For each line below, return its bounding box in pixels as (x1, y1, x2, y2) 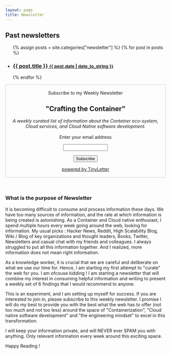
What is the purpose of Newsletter (5, 194, 92, 201)
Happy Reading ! (5, 343, 40, 349)
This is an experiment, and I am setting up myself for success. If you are (5, 290, 157, 297)
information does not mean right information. (5, 249, 99, 255)
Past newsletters (5, 31, 60, 40)
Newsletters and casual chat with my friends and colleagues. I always (5, 239, 152, 245)
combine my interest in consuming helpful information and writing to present (5, 275, 166, 281)
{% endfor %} (12, 74, 42, 80)
